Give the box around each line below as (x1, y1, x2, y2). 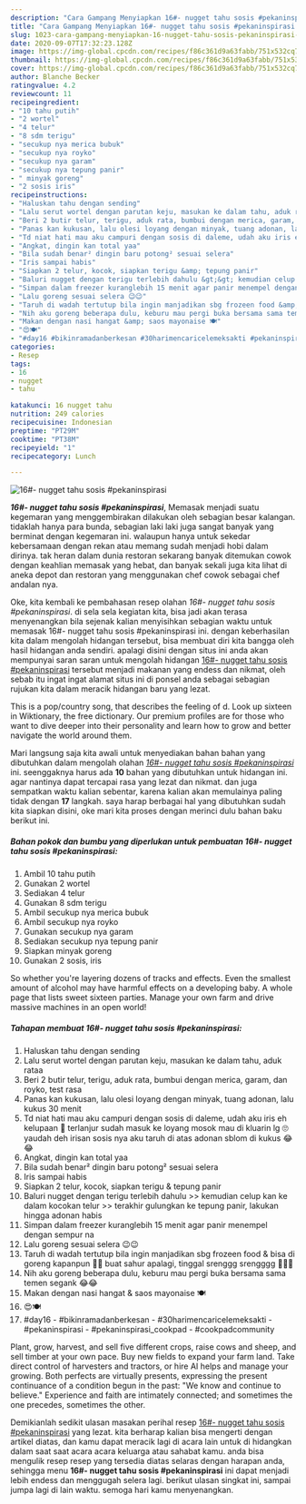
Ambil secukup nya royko (23, 917, 119, 928)
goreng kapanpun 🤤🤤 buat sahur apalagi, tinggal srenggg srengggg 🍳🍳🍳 (23, 1258, 294, 1269)
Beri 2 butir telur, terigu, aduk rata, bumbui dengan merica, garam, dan (23, 1075, 288, 1086)
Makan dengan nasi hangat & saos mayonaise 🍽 (23, 1288, 207, 1299)
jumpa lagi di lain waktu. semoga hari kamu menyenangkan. (10, 1485, 234, 1496)
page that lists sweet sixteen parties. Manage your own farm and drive (10, 992, 274, 1003)
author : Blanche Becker (10, 73, 101, 82)
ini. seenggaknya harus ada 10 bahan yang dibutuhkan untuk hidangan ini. (10, 767, 289, 778)
